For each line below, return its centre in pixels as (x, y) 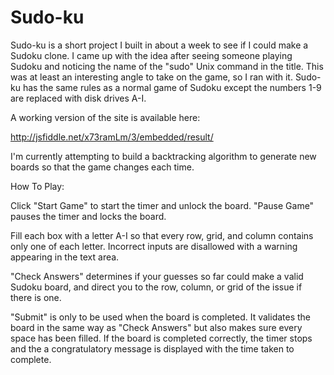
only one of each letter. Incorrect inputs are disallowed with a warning (154, 246)
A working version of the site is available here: (105, 117)
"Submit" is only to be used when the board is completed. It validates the (161, 317)
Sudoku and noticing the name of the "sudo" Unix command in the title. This (167, 66)
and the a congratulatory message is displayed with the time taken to (152, 348)
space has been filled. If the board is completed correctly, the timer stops (161, 338)
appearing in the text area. (65, 257)
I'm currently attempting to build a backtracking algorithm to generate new (163, 156)
